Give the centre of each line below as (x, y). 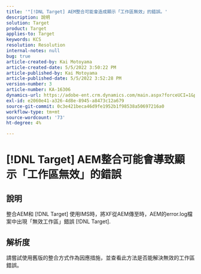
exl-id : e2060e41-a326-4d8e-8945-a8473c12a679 (65, 101)
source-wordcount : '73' (36, 117)
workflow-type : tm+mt (33, 112)
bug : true (19, 56)
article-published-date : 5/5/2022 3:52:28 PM (64, 78)
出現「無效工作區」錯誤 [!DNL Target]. (63, 221)
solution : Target (28, 23)
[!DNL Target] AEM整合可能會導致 (90, 160)
